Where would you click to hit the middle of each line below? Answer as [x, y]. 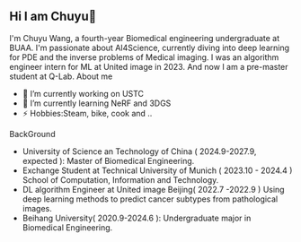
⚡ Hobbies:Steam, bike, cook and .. [87, 113]
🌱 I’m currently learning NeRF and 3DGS [97, 103]
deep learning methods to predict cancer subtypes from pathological [150, 199]
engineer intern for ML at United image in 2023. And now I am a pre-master [149, 66]
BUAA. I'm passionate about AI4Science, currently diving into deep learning [150, 48]
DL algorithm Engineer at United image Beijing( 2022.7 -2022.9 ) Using [153, 189]
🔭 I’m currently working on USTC [83, 93]
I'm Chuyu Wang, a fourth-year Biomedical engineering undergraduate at [145, 38]
